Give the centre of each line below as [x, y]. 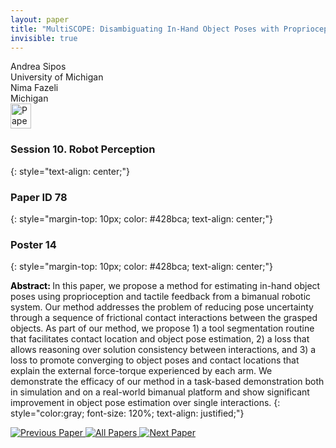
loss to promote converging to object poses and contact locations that [155, 360]
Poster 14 [33, 244]
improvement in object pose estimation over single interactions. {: [145, 403]
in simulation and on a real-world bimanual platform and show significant [160, 392]
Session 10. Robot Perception [83, 149]
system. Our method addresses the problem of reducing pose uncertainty [162, 307]
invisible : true [44, 38]
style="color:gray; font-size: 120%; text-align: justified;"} [127, 413]
